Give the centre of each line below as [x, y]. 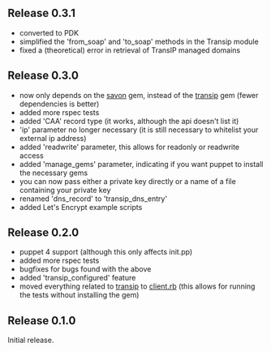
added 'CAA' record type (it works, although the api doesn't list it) [129, 121]
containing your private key [65, 190]
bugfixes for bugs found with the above [85, 269]
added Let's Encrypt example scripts [81, 207]
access [31, 155]
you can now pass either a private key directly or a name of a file [127, 181]
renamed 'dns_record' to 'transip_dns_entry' [93, 199]
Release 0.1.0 [42, 321]
